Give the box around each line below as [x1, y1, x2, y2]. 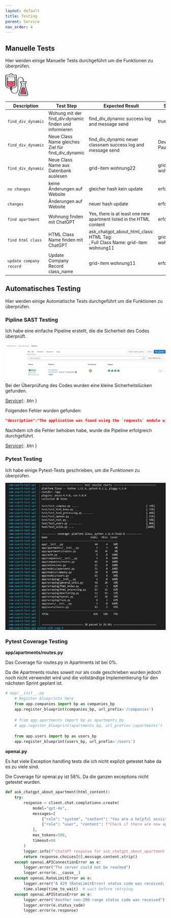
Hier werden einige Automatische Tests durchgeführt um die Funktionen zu [5, 298, 163, 304]
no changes [7, 186, 31, 191]
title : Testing [5, 13, 38, 19]
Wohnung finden [48, 213, 83, 220]
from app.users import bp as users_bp [14, 734, 97, 739]
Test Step [55, 103, 77, 109]
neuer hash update [89, 201, 129, 207]
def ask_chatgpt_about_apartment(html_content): [5, 789, 110, 795]
